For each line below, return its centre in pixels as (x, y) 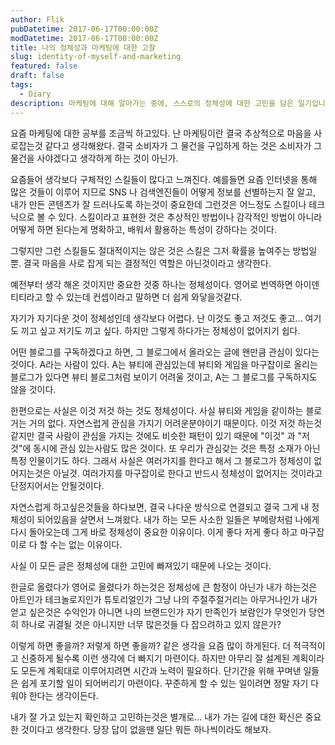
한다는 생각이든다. (63, 695)
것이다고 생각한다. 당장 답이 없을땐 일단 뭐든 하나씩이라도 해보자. (146, 729)
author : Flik (37, 19)
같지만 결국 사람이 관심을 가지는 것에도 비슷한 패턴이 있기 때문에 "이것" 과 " (156, 435)
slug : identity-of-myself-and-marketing (96, 57)
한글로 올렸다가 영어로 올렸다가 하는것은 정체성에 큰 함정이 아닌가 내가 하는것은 (164, 587)
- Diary (35, 94)
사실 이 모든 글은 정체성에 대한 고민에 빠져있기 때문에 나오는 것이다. (141, 565)
